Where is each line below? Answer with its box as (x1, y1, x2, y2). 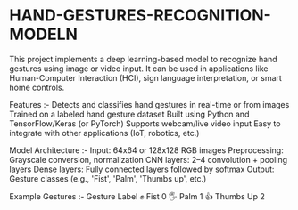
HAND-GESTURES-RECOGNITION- (9, 5, 272, 26)
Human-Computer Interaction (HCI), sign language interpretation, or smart (9, 72, 283, 83)
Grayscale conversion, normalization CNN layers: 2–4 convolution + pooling (9, 154, 288, 165)
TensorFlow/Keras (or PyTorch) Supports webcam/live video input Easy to (9, 117, 281, 129)
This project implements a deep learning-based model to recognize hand (9, 53, 278, 64)
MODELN (9, 24, 79, 44)
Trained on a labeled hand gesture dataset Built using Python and (9, 109, 250, 119)
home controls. (9, 82, 65, 93)
